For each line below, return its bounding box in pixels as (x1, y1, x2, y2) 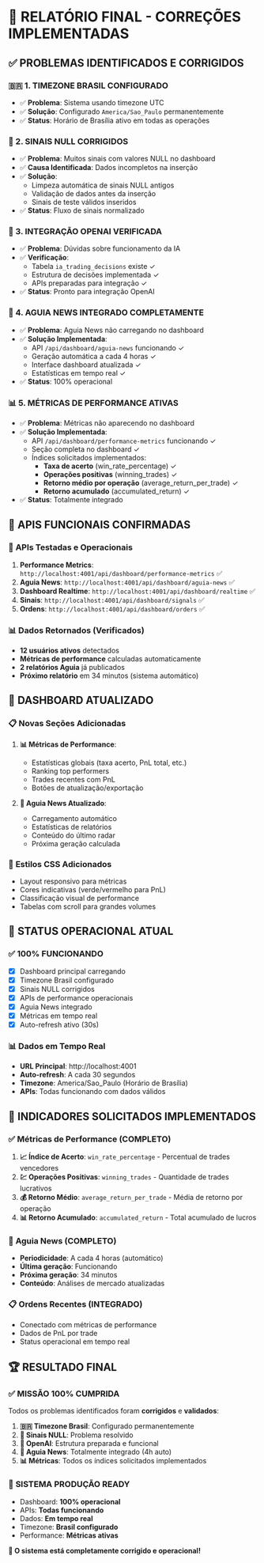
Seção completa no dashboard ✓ (31, 445, 140, 454)
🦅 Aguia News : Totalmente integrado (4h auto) (19, 1448, 172, 1457)
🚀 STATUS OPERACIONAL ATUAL (8, 925, 174, 938)
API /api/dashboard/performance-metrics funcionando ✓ (31, 436, 217, 446)
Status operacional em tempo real (19, 1337, 130, 1346)
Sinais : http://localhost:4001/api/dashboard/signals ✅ (19, 595, 205, 604)
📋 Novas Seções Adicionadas (8, 718, 126, 729)
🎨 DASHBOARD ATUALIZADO (8, 694, 154, 707)
